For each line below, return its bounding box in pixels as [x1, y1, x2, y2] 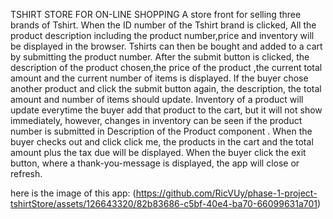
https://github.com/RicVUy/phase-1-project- [135, 187, 318, 199]
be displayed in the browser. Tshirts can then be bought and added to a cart [10, 40, 323, 52]
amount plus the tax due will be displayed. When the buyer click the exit [10, 147, 307, 158]
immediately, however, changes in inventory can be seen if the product [10, 115, 303, 126]
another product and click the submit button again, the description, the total [10, 83, 322, 94]
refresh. [10, 168, 43, 179]
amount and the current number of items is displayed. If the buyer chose [10, 72, 309, 84]
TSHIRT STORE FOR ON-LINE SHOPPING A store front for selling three [10, 9, 302, 20]
